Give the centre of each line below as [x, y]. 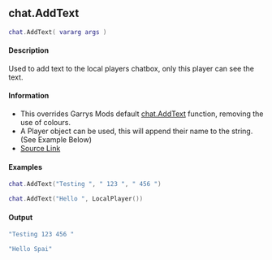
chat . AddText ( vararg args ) [58, 32]
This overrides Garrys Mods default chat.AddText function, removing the [142, 114]
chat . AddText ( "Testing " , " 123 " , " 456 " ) [85, 184]
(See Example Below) [56, 140]
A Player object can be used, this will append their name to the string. [136, 131]
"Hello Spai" [30, 249]
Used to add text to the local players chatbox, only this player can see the [131, 68]
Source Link [40, 149]
